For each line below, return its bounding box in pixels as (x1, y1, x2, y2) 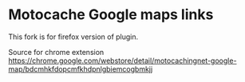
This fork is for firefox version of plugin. (8, 32, 139, 41)
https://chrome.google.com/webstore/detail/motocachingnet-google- (8, 56, 237, 65)
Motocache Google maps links (8, 6, 214, 24)
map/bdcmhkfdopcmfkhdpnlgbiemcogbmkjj (8, 64, 153, 73)
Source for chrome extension (8, 47, 105, 57)
